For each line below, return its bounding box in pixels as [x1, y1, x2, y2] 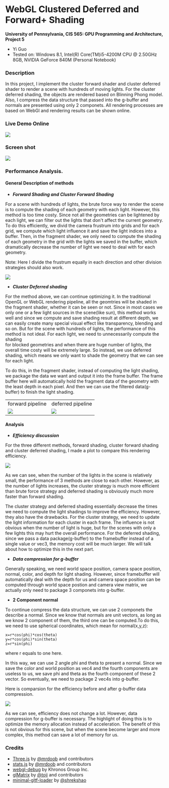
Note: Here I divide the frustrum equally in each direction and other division [5, 259, 162, 265]
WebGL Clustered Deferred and [5, 4, 139, 15]
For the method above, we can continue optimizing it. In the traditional [5, 293, 151, 299]
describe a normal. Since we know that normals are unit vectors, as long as [5, 612, 161, 618]
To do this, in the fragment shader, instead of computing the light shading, [5, 367, 159, 374]
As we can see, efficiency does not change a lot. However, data [5, 710, 138, 716]
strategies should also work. [5, 264, 64, 270]
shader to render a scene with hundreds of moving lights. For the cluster [5, 86, 156, 92]
